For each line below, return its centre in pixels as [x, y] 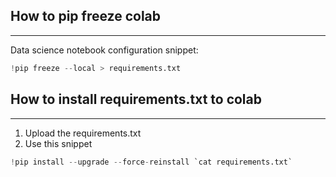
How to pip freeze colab [86, 16]
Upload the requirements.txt [83, 133]
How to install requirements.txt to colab [136, 99]
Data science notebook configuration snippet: [104, 50]
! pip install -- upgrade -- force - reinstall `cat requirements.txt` [151, 162]
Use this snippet [58, 143]
